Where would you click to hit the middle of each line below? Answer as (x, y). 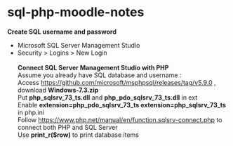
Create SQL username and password (62, 32)
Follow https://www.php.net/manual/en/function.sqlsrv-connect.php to (120, 119)
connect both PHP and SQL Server (67, 127)
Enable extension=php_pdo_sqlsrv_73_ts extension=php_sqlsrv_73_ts (122, 105)
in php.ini (31, 112)
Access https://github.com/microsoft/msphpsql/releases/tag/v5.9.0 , (116, 82)
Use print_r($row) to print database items (78, 135)
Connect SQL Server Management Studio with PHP (93, 67)
